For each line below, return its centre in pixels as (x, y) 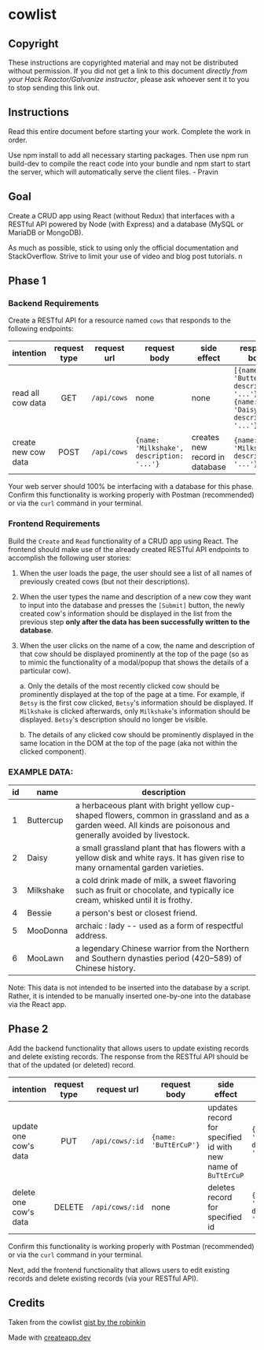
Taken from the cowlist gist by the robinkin (77, 1322)
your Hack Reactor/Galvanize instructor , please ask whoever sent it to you (129, 79)
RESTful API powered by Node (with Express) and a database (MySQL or (126, 224)
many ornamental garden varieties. (140, 867)
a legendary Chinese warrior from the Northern (163, 948)
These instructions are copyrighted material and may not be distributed (123, 62)
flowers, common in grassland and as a (177, 815)
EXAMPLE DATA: (41, 772)
